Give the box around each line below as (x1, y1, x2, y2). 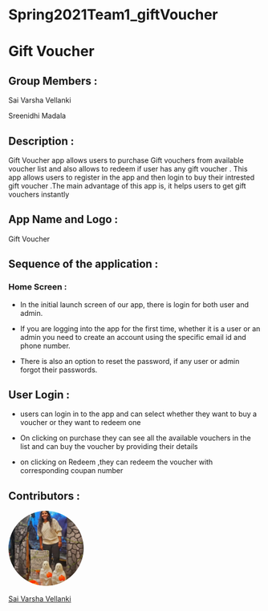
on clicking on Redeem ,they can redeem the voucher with (19, 457, 213, 467)
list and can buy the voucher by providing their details (19, 442, 198, 451)
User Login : (8, 387, 70, 402)
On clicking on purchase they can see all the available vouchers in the (19, 433, 251, 443)
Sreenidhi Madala (8, 111, 67, 121)
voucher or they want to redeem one (19, 418, 141, 427)
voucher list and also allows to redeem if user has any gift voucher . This (8, 164, 248, 173)
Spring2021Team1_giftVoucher (8, 6, 218, 24)
